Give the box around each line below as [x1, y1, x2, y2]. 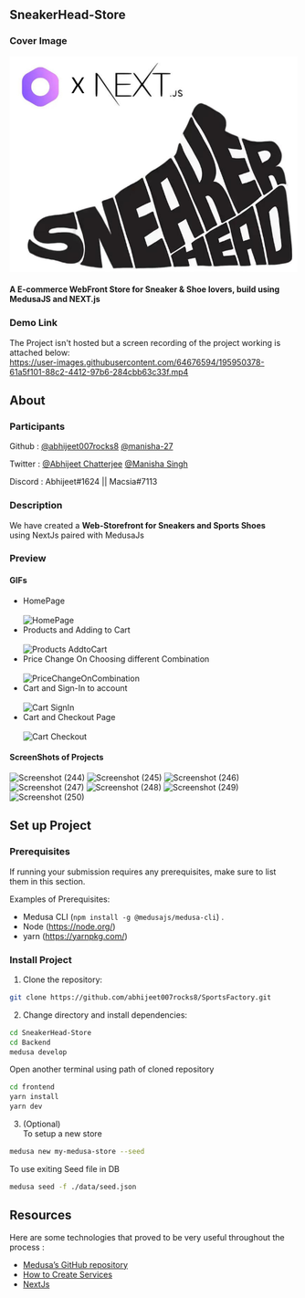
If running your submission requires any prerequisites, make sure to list [9, 866, 277, 877]
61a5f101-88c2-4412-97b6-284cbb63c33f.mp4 [9, 366, 189, 377]
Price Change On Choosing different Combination [22, 653, 210, 665]
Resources [9, 1208, 72, 1223]
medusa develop [9, 1047, 68, 1057]
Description [9, 499, 63, 512]
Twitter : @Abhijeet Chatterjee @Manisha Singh [9, 458, 189, 469]
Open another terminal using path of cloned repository [9, 1063, 215, 1075]
